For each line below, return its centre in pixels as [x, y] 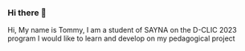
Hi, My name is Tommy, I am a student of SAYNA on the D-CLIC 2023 [122, 30]
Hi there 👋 [27, 13]
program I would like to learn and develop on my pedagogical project [121, 38]
